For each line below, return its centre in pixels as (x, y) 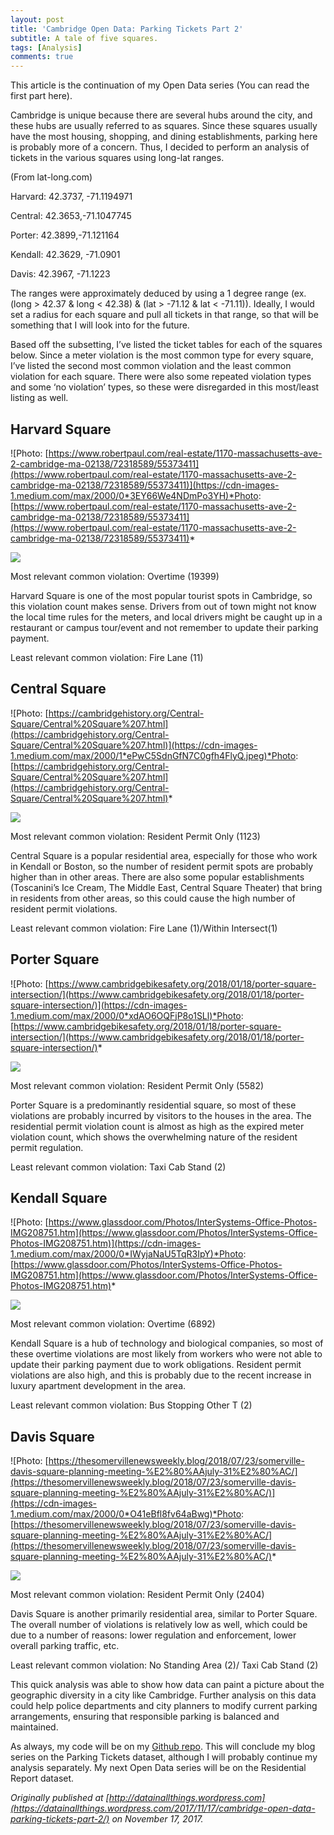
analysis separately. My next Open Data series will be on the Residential (158, 1768)
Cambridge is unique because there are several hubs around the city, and (161, 115)
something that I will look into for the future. (100, 325)
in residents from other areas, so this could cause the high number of (153, 898)
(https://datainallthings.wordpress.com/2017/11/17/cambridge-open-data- (163, 1808)
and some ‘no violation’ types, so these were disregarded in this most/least (165, 387)
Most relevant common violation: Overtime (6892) (113, 1324)
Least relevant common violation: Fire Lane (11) (107, 657)
